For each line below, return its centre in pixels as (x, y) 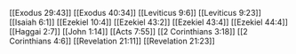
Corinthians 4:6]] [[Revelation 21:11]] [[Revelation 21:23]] (112, 41)
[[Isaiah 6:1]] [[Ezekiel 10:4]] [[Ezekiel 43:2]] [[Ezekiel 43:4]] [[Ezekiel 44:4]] (149, 22)
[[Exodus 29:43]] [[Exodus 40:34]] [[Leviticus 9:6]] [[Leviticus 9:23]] (136, 13)
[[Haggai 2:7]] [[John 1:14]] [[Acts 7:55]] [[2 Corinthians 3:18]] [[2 (129, 31)
